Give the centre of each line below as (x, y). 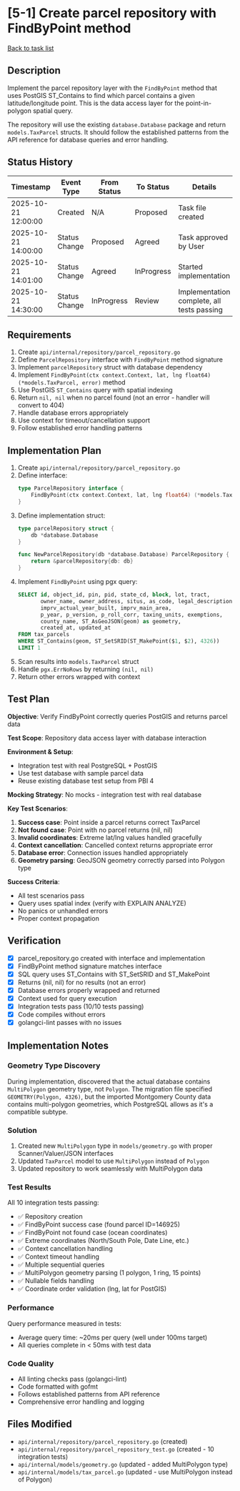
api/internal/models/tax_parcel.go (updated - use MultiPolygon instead (125, 1472)
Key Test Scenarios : (37, 808)
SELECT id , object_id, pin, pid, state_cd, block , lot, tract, (114, 595)
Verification (34, 941)
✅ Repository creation (50, 1217)
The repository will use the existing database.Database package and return (117, 124)
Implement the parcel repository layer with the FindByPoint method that (112, 88)
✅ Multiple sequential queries (61, 1265)
